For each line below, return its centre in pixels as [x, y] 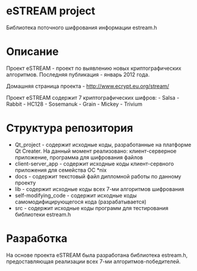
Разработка [37, 238]
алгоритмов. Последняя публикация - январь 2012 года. [78, 74]
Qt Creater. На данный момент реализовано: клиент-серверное [96, 151]
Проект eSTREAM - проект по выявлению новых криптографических [94, 68]
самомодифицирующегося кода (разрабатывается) [81, 202]
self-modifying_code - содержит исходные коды [76, 195]
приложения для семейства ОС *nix [61, 170]
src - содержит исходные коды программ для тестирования [91, 208]
